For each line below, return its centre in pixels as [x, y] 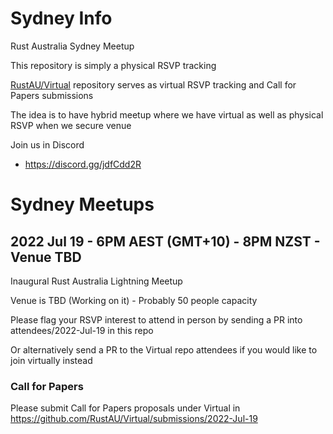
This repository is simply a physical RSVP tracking [113, 65]
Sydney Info [61, 18]
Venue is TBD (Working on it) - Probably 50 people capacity [134, 300]
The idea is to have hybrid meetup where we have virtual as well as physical [167, 114]
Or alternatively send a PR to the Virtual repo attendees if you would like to [164, 349]
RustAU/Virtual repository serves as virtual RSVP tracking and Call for [153, 84]
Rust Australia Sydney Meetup [72, 46]
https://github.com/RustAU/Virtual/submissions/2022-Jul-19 [134, 419]
